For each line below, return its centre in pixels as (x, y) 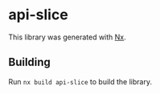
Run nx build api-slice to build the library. (80, 81)
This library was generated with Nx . (67, 37)
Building (29, 62)
